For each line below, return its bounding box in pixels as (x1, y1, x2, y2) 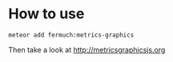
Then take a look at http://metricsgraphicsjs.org (8, 45, 166, 54)
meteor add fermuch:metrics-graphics (8, 31, 135, 39)
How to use (8, 5, 85, 23)
